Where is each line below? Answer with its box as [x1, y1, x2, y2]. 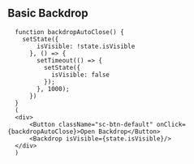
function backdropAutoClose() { [15, 28, 125, 36]
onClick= [156, 120, 186, 128]
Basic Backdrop [7, 6, 88, 20]
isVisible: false [50, 71, 110, 79]
